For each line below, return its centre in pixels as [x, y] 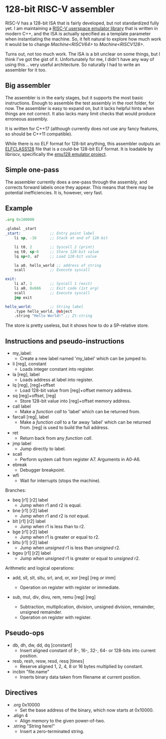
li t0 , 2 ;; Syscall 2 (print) [54, 247]
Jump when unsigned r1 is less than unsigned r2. [70, 548]
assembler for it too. [26, 70]
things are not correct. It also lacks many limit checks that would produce [81, 113]
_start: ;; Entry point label [50, 233]
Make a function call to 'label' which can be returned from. [80, 412]
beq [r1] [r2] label [30, 500]
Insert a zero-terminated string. [52, 731]
